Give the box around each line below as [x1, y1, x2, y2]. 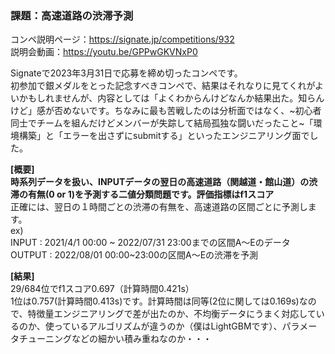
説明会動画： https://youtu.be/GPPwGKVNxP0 [10, 46, 198, 58]
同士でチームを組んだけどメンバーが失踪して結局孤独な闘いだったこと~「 [10, 117, 314, 129]
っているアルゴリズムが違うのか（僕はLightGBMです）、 [53, 320, 283, 332]
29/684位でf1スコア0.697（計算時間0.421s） [10, 283, 195, 295]
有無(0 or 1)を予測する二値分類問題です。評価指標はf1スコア [27, 188, 275, 201]
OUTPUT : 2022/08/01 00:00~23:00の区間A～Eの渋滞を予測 [10, 249, 259, 261]
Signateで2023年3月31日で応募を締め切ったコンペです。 [10, 67, 243, 79]
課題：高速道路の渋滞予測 [10, 8, 134, 22]
